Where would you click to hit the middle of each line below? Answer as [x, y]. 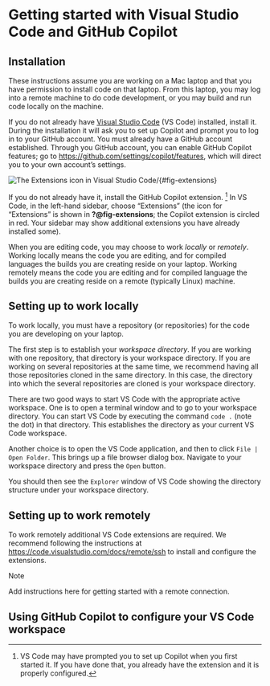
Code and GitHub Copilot [93, 32]
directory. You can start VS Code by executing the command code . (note [130, 416]
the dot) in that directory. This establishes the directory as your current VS [131, 425]
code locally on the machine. [56, 106]
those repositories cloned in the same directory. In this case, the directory [131, 375]
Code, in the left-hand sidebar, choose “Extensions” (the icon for [115, 206]
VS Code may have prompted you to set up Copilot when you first [129, 656]
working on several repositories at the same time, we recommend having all [133, 366]
